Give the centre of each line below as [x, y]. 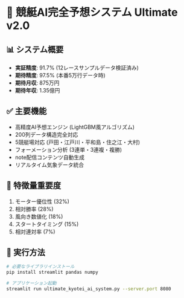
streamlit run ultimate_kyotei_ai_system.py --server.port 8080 [89, 289]
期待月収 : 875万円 [37, 83]
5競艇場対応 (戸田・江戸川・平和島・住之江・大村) [78, 142]
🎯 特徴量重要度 [34, 186]
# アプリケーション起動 [31, 283]
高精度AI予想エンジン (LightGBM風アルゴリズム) [75, 127]
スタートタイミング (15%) [47, 224]
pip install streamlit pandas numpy [52, 273]
